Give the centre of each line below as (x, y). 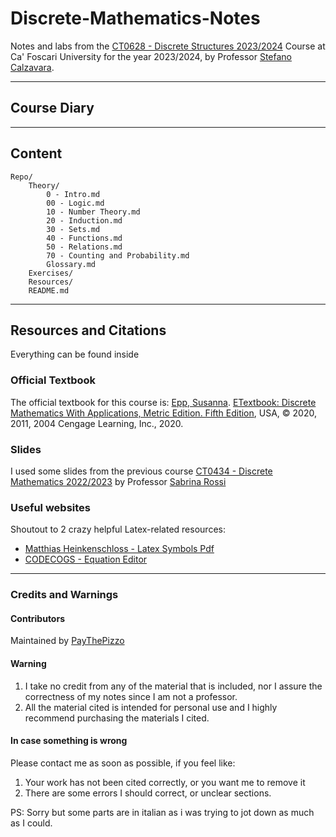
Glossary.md (71, 264)
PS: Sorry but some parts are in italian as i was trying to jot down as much (162, 812)
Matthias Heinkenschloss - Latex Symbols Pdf (119, 549)
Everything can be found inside (75, 354)
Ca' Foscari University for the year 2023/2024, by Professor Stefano (151, 56)
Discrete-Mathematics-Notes (135, 18)
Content (36, 153)
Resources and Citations (88, 330)
